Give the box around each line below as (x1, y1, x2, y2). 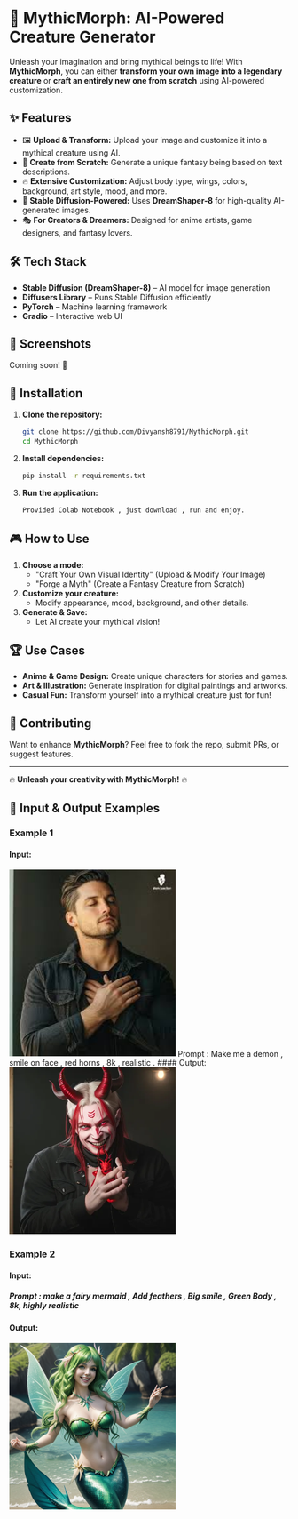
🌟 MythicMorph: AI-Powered (9, 8, 225, 28)
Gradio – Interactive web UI (21, 310, 122, 321)
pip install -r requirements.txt (21, 471, 146, 480)
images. (61, 204, 91, 215)
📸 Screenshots (9, 336, 92, 351)
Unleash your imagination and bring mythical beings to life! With (9, 56, 243, 67)
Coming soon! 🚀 (9, 360, 68, 371)
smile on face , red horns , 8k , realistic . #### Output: (9, 1058, 207, 1068)
